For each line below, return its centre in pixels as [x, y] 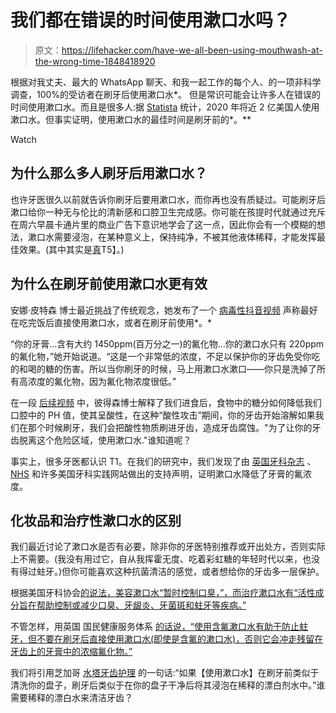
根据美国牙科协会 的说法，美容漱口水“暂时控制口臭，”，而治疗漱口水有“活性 [163, 593]
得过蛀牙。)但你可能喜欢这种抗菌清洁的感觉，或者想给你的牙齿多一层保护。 [171, 572]
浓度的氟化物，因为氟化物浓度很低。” [102, 381]
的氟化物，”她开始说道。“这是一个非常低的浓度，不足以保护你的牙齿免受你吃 [165, 356]
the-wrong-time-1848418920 [95, 61]
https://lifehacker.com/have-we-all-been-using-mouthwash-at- [192, 50]
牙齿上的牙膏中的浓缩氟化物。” [71, 652]
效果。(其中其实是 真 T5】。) [71, 249]
